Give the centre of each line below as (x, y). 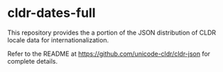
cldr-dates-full (51, 13)
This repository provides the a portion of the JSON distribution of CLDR (112, 32)
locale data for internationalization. (58, 40)
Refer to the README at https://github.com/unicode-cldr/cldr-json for (109, 54)
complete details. (33, 61)
